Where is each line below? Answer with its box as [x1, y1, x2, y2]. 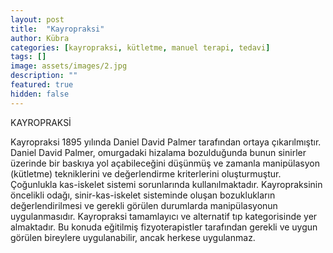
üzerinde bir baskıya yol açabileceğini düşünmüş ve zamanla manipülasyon [10, 157, 321, 169]
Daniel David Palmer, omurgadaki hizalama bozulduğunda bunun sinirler [10, 146, 307, 158]
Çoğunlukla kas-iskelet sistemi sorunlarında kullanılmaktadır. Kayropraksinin [10, 178, 323, 190]
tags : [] [10, 52, 47, 62]
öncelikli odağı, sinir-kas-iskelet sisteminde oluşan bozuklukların [10, 189, 276, 201]
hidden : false [10, 89, 70, 99]
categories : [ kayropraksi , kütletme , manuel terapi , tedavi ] [10, 42, 271, 53]
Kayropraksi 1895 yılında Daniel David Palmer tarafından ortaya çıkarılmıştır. [10, 136, 322, 148]
